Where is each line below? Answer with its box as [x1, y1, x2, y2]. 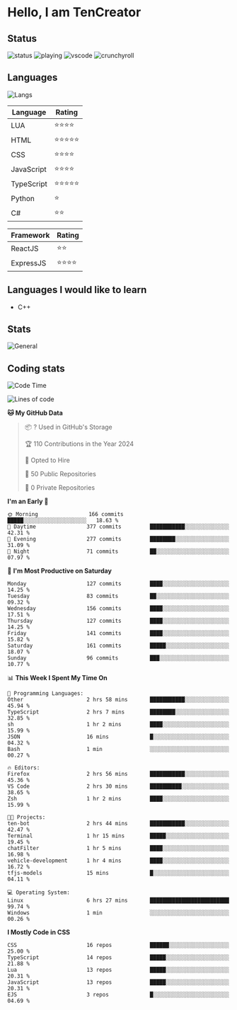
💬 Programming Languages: [7, 690, 83, 697]
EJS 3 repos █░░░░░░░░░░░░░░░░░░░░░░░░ [7, 992, 230, 999]
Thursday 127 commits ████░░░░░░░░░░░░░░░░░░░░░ [7, 617, 230, 625]
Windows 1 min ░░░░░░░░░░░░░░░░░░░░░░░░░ [7, 909, 230, 917]
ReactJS [11, 243, 39, 253]
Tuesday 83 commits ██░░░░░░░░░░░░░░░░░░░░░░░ [7, 592, 230, 600]
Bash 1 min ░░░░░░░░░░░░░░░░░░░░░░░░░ [7, 746, 230, 753]
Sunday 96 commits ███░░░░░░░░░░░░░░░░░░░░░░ [7, 655, 230, 662]
